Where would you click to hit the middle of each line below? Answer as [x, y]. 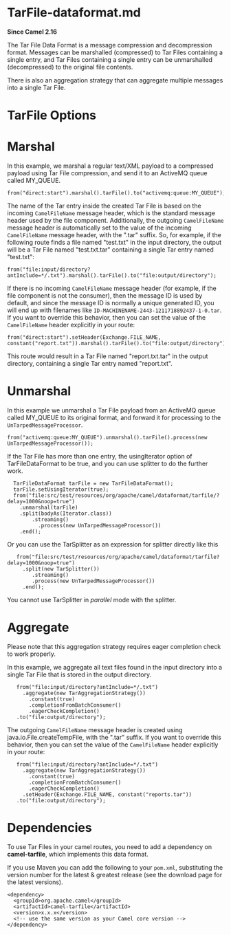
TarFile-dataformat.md [74, 13]
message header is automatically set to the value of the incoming [99, 228]
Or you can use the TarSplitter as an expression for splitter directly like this [113, 544]
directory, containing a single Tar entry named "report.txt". [90, 364]
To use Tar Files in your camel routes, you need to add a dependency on [109, 846]
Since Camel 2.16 [32, 32]
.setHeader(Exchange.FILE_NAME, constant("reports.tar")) [107, 794]
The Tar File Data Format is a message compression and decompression [110, 45]
